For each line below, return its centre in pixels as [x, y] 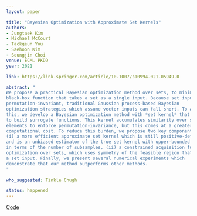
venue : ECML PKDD [27, 60]
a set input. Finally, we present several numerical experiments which [95, 158]
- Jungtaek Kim [25, 33]
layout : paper [23, 11]
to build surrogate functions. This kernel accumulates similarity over [97, 120]
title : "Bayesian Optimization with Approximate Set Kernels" [84, 22]
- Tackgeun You [25, 44]
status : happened [27, 191]
